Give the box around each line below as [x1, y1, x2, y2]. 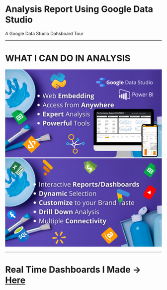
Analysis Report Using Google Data [5, 3, 153, 15]
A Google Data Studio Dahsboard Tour [5, 30, 83, 36]
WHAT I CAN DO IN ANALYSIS [5, 53, 131, 64]
